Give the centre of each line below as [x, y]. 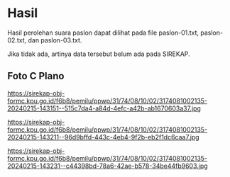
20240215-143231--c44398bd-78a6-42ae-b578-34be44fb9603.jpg [108, 166]
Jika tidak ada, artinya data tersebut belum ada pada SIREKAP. [99, 54]
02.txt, [17, 40]
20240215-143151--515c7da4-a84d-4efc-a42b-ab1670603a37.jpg [104, 108]
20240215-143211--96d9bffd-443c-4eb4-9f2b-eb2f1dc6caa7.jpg [104, 137]
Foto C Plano [36, 76]
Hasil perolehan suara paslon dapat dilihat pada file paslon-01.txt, [103, 33]
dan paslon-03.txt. [55, 40]
